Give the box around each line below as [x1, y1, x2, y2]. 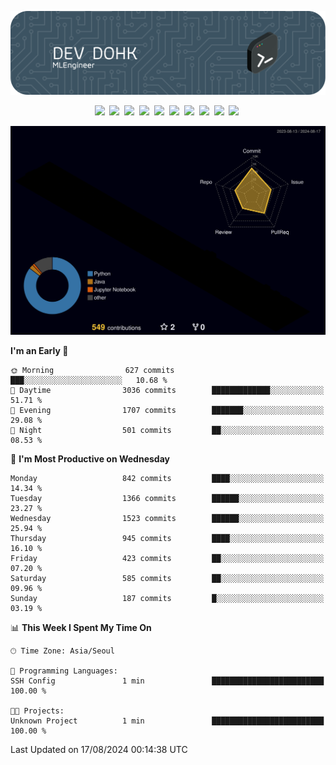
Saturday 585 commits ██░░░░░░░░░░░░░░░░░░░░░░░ [10, 574, 325, 584]
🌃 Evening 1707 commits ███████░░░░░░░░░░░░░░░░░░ [10, 406, 325, 416]
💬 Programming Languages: [10, 666, 118, 676]
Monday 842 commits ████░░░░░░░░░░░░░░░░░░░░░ [10, 474, 325, 484]
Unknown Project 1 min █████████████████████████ [10, 716, 325, 726]
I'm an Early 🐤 [10, 345, 69, 357]
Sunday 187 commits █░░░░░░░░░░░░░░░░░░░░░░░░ [10, 594, 325, 604]
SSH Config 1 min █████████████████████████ [10, 676, 325, 686]
